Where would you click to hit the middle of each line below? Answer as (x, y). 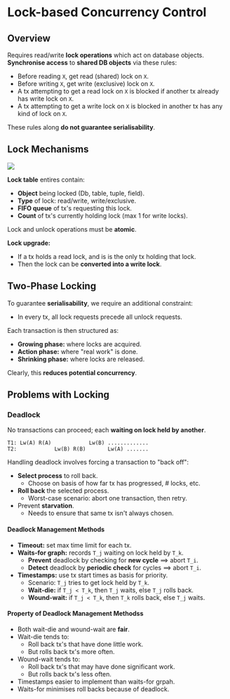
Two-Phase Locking (52, 286)
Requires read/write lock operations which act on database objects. (106, 55)
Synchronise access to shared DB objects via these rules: (92, 63)
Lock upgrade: (29, 243)
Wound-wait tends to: (49, 659)
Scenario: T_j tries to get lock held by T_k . (88, 582)
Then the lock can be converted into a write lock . (89, 264)
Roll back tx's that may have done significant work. (101, 667)
